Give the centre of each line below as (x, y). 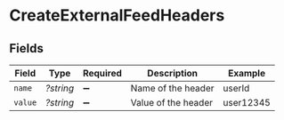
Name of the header (172, 88)
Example (247, 73)
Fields (27, 48)
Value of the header (172, 103)
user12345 (247, 103)
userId (236, 88)
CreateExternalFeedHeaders (117, 16)
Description (172, 73)
